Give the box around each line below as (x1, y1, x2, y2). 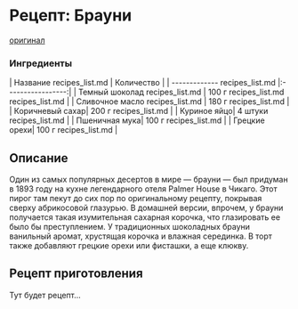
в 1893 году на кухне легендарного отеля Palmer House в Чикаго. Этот (9, 183, 278, 194)
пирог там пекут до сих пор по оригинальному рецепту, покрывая (9, 193, 262, 204)
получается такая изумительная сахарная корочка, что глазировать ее (9, 212, 281, 223)
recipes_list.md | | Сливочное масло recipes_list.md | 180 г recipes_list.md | (9, 96, 290, 107)
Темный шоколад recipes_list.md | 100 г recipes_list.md (78, 86, 285, 98)
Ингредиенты (9, 57, 73, 69)
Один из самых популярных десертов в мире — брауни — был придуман (9, 175, 288, 185)
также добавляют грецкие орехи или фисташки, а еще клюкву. (9, 240, 249, 251)
